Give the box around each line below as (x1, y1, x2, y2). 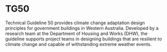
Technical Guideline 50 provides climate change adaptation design (5, 20, 145, 26)
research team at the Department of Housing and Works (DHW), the (5, 30, 148, 36)
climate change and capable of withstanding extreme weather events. (5, 41, 152, 47)
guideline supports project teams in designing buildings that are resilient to (5, 36, 162, 42)
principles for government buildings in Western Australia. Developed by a (5, 25, 159, 31)
